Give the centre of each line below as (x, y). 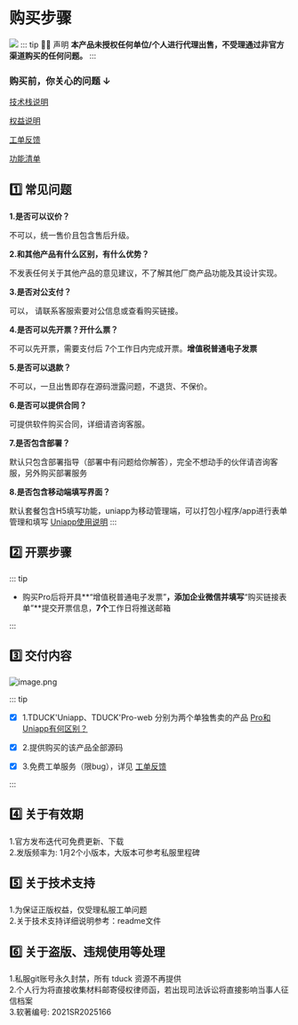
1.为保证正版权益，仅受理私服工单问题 (78, 910)
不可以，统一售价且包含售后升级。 (72, 236)
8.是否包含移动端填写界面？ (60, 492)
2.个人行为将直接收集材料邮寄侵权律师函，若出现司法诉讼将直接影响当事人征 (149, 990)
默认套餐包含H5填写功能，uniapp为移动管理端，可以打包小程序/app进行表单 (148, 511)
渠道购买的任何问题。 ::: (53, 55)
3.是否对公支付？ (40, 292)
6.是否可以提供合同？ (48, 405)
